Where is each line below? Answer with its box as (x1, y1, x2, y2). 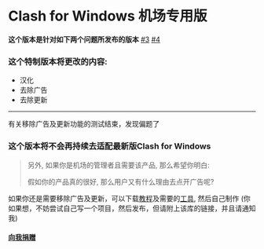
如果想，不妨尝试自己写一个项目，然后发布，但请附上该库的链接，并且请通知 (8, 203, 256, 213)
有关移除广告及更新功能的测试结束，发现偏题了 (8, 119, 159, 129)
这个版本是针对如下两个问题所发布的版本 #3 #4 (8, 35, 161, 44)
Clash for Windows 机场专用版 (8, 7, 207, 25)
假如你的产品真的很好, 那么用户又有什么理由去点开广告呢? (27, 177, 214, 186)
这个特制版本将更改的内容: (8, 56, 108, 67)
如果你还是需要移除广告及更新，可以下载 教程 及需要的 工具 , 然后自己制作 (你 (8, 193, 251, 203)
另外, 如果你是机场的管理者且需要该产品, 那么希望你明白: (27, 160, 210, 170)
